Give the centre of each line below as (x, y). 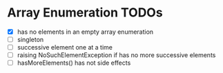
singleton (30, 40)
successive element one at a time (65, 48)
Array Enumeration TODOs (85, 13)
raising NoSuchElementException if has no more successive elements (116, 55)
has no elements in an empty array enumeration (85, 32)
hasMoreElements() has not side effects (74, 63)
